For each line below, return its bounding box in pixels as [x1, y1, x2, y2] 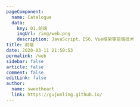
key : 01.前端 [17, 25, 48, 32]
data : [11, 20, 26, 26]
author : [6, 81, 26, 87]
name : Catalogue [11, 14, 52, 20]
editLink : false [6, 75, 46, 81]
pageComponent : [6, 8, 44, 15]
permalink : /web [6, 53, 46, 59]
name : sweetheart [11, 86, 55, 92]
